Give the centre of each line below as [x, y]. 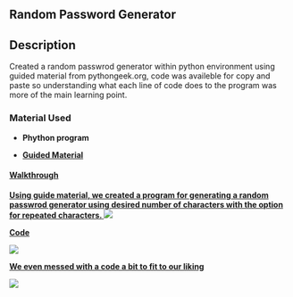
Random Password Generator [93, 15]
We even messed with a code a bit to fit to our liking [107, 266]
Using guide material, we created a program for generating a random [139, 194]
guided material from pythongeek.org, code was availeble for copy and [140, 76]
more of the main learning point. [68, 95]
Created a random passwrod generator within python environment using [142, 67]
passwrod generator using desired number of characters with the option [146, 204]
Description [42, 45]
